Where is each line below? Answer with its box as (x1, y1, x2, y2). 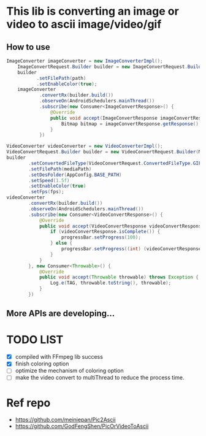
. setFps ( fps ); (28, 189, 64, 195)
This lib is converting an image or (6, 4, 179, 18)
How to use (6, 42, 50, 52)
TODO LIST (6, 333, 64, 347)
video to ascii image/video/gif (6, 17, 162, 31)
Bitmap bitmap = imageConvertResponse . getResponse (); (61, 121, 202, 127)
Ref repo (6, 396, 51, 410)
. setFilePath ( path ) (36, 75, 86, 81)
